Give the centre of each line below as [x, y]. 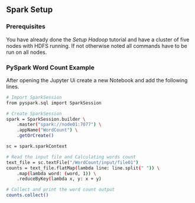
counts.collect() [27, 195]
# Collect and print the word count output [61, 190]
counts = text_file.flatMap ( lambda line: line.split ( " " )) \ [83, 168]
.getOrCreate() [35, 136]
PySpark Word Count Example [50, 67]
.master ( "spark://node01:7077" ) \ [59, 125]
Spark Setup [30, 10]
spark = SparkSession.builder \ [46, 119]
